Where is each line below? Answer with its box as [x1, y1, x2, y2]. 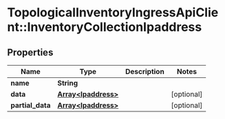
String [57, 79, 78, 88]
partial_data [10, 101, 51, 110]
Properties [7, 47, 54, 58]
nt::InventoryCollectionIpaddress [7, 19, 202, 35]
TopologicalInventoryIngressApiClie [7, 5, 219, 21]
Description [125, 67, 165, 76]
